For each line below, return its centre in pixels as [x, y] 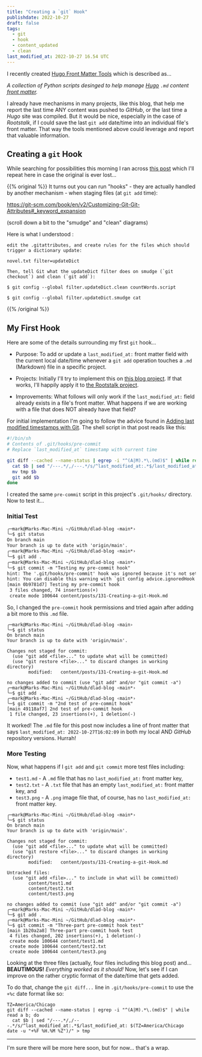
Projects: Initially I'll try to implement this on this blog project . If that [99, 379]
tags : [13, 29]
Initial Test [22, 516]
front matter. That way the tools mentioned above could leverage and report [100, 129]
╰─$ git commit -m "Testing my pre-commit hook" [69, 568]
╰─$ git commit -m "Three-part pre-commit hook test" [76, 926]
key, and [26, 791]
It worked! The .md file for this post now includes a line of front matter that [98, 725]
